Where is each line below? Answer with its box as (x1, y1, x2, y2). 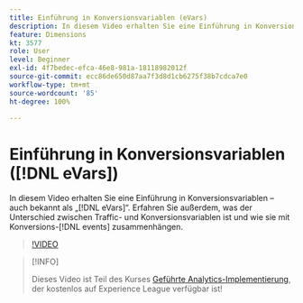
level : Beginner (9, 55, 70, 64)
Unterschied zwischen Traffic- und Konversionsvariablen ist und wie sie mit (9, 212, 290, 223)
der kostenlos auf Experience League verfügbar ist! (31, 283, 223, 294)
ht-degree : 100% (9, 96, 70, 106)
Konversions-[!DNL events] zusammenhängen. (9, 222, 183, 233)
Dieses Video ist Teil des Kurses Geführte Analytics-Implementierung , (31, 274, 291, 285)
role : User (9, 47, 50, 56)
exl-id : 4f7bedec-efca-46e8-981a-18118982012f (9, 64, 188, 73)
